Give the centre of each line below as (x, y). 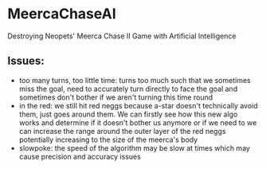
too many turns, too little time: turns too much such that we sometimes (135, 80)
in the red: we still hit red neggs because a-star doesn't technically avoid (138, 105)
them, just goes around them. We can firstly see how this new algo (128, 114)
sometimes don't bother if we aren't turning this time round (116, 97)
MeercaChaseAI (62, 14)
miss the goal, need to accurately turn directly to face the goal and (128, 88)
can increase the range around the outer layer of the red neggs (122, 131)
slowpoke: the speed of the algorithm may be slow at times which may (134, 147)
